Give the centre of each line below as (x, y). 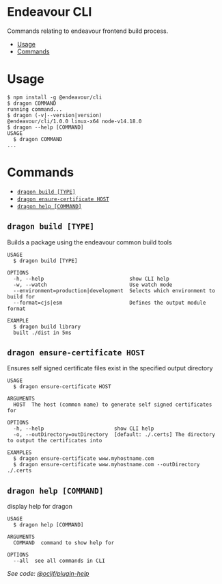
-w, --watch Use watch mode (93, 285)
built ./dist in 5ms (42, 333)
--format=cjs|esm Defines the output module (110, 303)
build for (21, 296)
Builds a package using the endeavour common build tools (89, 242)
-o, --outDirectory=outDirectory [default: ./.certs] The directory (114, 435)
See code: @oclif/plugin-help (48, 574)
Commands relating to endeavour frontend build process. (88, 31)
